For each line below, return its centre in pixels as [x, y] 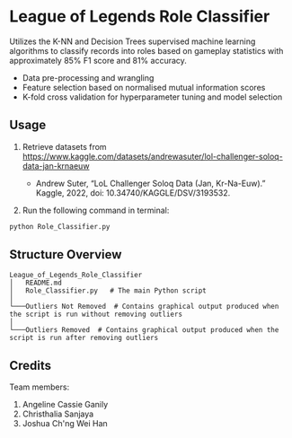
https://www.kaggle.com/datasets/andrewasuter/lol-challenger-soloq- [152, 156]
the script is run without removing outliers [96, 315]
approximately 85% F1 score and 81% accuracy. [98, 60]
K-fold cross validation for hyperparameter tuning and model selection [152, 97]
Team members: [40, 387]
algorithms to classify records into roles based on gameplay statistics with [146, 50]
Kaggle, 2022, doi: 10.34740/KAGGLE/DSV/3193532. [133, 193]
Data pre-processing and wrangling [88, 77]
